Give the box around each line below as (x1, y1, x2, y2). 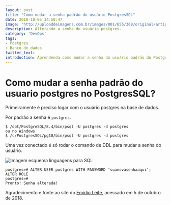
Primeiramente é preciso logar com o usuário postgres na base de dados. (5, 105, 159, 111)
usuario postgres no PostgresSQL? (5, 88, 156, 99)
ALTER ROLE (5, 172, 28, 177)
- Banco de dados (5, 45, 42, 50)
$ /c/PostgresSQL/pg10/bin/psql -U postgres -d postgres (5, 133, 129, 138)
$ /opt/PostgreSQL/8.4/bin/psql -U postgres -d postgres (5, 124, 129, 130)
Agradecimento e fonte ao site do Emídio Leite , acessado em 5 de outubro (5, 190, 161, 196)
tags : (5, 36, 17, 41)
